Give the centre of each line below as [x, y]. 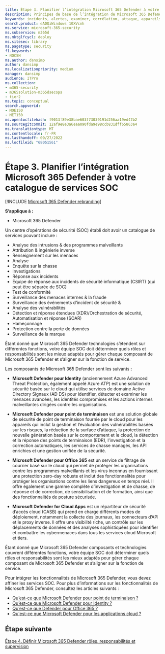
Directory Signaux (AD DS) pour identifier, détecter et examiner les [80, 394]
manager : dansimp [23, 74]
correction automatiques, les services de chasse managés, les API [79, 445]
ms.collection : [21, 83]
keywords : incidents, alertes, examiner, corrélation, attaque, [72, 19]
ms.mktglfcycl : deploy [28, 37]
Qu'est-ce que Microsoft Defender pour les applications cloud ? [77, 614]
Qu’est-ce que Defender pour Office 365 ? [55, 608]
